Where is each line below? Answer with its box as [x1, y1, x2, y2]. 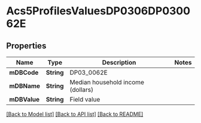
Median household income [69, 78, 145, 86]
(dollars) [69, 85, 94, 94]
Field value [69, 96, 100, 103]
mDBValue [9, 96, 40, 103]
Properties [6, 41, 47, 51]
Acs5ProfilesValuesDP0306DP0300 [6, 4, 190, 18]
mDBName [9, 82, 41, 90]
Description [102, 59, 136, 66]
